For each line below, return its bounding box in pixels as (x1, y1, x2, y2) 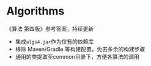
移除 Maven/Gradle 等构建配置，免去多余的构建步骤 (15, 45, 145, 53)
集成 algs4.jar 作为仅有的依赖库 (15, 38, 94, 45)
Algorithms (6, 4, 65, 18)
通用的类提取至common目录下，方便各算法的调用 (15, 53, 139, 60)
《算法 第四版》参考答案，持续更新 (6, 25, 94, 32)
